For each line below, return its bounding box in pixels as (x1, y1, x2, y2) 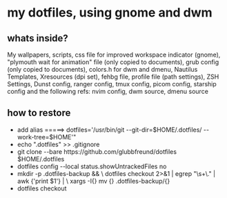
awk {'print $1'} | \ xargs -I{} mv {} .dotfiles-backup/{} (17, 177, 170, 185)
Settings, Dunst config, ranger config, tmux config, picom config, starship (7, 80, 217, 88)
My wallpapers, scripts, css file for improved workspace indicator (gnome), (7, 50, 221, 59)
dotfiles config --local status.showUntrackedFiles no (17, 162, 167, 170)
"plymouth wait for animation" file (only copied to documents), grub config (7, 58, 219, 66)
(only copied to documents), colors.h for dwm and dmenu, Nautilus (7, 66, 198, 73)
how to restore (7, 107, 71, 119)
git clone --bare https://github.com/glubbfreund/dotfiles (17, 147, 177, 156)
